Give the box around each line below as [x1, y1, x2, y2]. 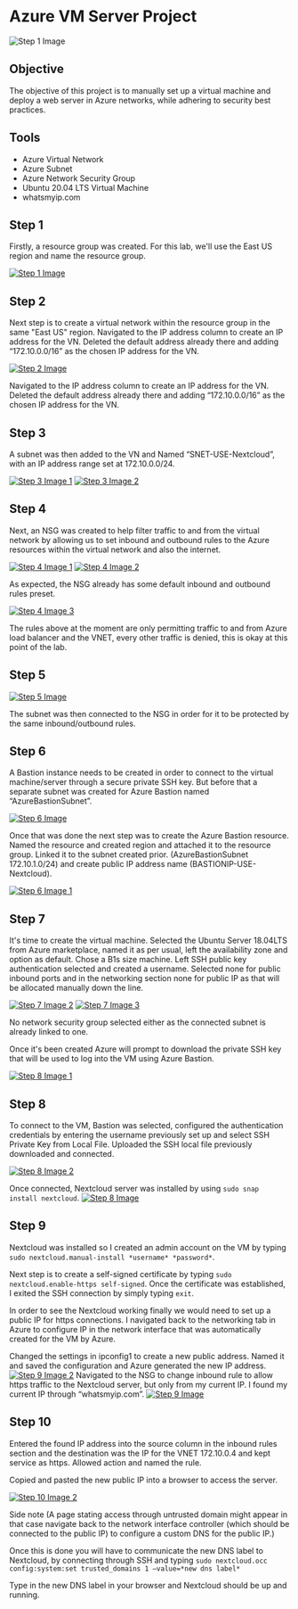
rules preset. [9, 588, 56, 598]
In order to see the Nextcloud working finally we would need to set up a [9, 1305, 271, 1316]
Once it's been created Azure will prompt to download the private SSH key [9, 1044, 282, 1054]
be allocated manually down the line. [9, 983, 144, 994]
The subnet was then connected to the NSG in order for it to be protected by [9, 708, 289, 719]
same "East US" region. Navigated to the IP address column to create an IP [9, 327, 284, 338]
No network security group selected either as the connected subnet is [9, 1017, 267, 1027]
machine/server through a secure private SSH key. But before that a [9, 777, 258, 788]
